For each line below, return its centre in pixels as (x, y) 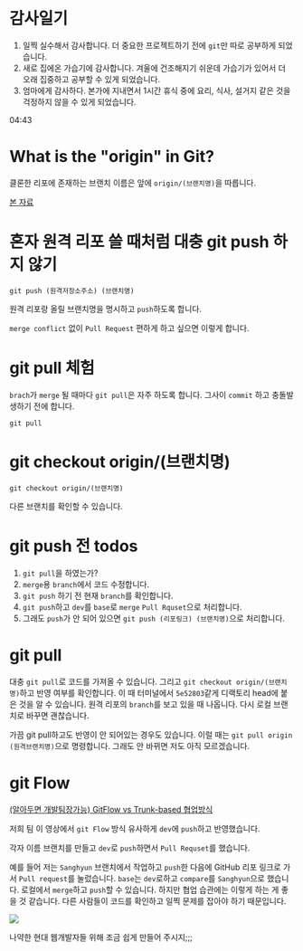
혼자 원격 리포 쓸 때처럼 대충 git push (139, 242)
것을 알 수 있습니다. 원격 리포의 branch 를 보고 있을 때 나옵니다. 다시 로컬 (145, 704)
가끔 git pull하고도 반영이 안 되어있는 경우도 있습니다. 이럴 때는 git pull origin (151, 735)
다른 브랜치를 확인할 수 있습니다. (66, 506)
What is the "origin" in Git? (112, 157)
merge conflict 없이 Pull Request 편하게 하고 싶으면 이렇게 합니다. (129, 328)
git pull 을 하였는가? (60, 573)
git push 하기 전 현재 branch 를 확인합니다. (98, 595)
